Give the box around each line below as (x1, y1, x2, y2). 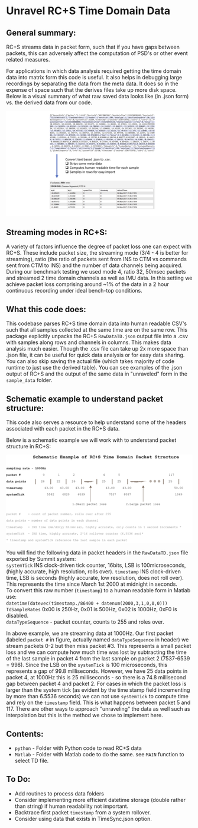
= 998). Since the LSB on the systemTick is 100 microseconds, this (6, 662, 167, 669)
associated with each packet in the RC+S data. (6, 425, 120, 432)
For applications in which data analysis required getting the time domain (6, 68, 181, 75)
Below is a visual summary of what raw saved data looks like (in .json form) (6, 93, 189, 100)
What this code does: (6, 304, 87, 314)
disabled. (6, 612, 28, 620)
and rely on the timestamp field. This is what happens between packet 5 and (6, 699, 191, 706)
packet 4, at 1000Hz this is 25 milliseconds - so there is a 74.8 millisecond (6, 674, 186, 681)
